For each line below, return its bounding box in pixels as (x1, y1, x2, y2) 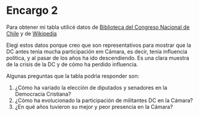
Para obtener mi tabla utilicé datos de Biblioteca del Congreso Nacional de (6, 23, 190, 31)
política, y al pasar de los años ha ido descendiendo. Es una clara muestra (6, 54, 189, 61)
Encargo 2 (6, 4, 58, 17)
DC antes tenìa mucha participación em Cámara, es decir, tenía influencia (6, 47, 188, 55)
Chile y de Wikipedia (6, 29, 57, 37)
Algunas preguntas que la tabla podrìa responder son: (6, 72, 140, 79)
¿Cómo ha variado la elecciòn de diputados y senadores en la (14, 84, 168, 91)
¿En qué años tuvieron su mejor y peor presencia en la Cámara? (14, 103, 173, 110)
